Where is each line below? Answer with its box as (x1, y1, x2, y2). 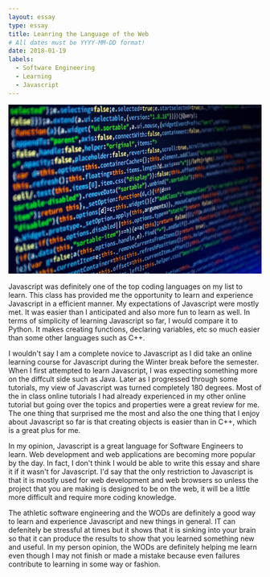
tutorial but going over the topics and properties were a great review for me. (8, 399, 260, 410)
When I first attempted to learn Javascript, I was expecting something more (8, 365, 258, 375)
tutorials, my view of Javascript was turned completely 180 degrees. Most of (8, 382, 262, 392)
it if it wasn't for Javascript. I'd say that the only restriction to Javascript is (8, 467, 253, 476)
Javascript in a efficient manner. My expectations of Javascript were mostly (8, 299, 260, 308)
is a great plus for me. (8, 425, 81, 435)
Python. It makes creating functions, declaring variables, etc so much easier (8, 324, 260, 334)
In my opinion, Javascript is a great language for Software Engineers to (8, 441, 243, 451)
